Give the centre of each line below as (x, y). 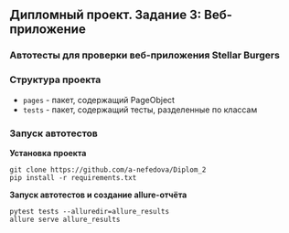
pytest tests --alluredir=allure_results (90, 211)
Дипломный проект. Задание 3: (106, 15)
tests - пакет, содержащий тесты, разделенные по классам (140, 110)
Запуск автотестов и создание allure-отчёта (98, 195)
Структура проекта (55, 79)
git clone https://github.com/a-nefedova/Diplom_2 (108, 169)
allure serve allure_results (65, 219)
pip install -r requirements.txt (73, 177)
